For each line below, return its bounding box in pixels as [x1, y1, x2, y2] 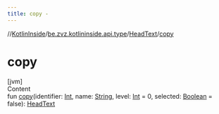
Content [7, 85, 31, 93]
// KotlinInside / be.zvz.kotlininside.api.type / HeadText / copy [7, 29, 174, 38]
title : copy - [7, 10, 49, 17]
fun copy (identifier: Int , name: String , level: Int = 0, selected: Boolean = [7, 92, 213, 100]
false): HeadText [7, 99, 56, 108]
